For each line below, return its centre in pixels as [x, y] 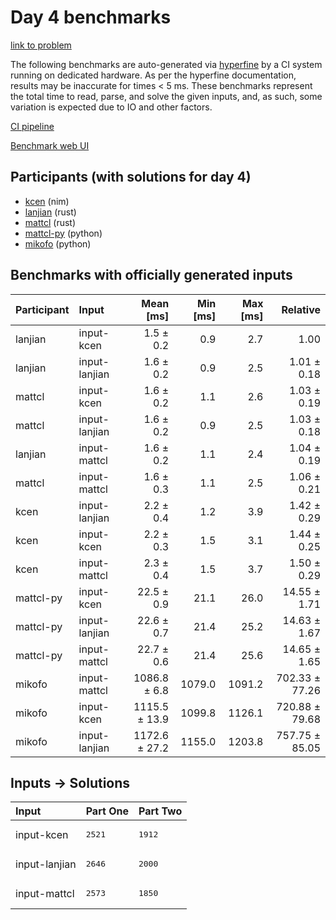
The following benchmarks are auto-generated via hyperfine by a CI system [166, 64]
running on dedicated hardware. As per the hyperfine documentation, [153, 75]
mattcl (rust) [50, 222]
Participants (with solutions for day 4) [131, 177]
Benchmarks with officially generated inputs [151, 275]
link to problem [41, 45]
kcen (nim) [47, 201]
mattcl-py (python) [63, 233]
